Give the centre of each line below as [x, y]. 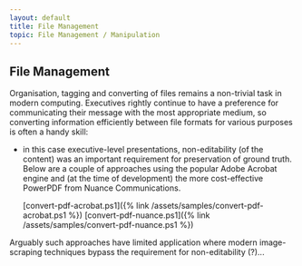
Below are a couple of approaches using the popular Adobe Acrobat [150, 169]
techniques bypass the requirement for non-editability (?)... [154, 252]
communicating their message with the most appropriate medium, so [138, 113]
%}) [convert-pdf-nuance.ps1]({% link [139, 215]
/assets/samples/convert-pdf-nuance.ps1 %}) [108, 225]
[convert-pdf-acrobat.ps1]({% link [86, 206]
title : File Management [54, 26]
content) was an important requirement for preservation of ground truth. [157, 159]
